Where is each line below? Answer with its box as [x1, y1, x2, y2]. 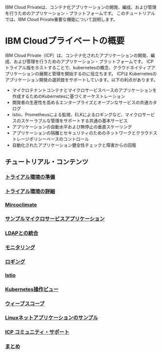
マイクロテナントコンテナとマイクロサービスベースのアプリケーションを [12, 87, 157, 93]
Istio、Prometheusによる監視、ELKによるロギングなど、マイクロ [12, 111, 142, 117]
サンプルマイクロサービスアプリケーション [5, 215, 105, 222]
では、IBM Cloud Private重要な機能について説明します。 [5, 17, 118, 22]
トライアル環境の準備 [5, 174, 55, 181]
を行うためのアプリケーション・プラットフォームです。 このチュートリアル [5, 10, 155, 16]
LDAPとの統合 [5, 229, 39, 236]
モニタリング [5, 244, 36, 250]
